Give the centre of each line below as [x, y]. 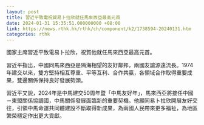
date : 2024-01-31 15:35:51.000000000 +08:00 [63, 23]
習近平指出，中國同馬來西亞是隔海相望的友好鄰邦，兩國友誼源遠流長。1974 [100, 65]
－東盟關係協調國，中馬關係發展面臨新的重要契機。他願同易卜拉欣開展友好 [99, 101]
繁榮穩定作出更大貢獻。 [36, 116]
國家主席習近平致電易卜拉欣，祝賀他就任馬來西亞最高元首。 [81, 53]
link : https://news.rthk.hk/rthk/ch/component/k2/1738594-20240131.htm [99, 29]
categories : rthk [28, 34]
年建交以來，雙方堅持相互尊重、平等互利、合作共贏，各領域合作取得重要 [97, 72]
